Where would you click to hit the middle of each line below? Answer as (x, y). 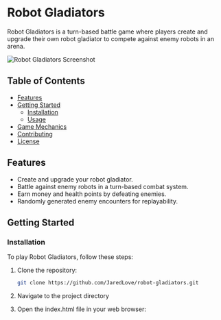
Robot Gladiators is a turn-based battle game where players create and (107, 32)
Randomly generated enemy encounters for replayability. (97, 201)
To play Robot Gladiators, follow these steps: (70, 257)
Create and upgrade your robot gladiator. (75, 179)
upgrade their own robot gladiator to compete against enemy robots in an (111, 38)
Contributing (35, 134)
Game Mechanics (42, 126)
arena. (16, 46)
